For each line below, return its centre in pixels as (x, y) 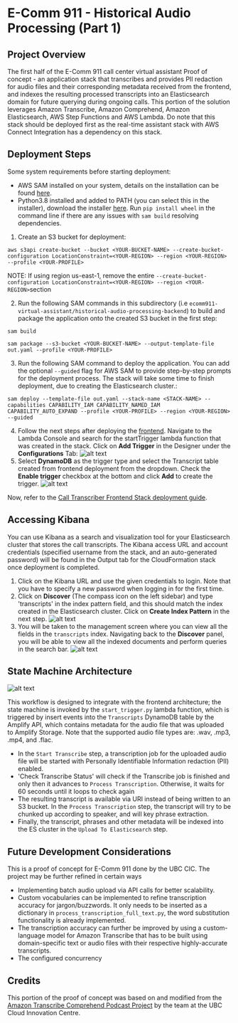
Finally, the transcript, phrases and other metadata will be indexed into (120, 822)
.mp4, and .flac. (30, 740)
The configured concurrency (60, 958)
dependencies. (39, 223)
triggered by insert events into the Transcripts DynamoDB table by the (111, 717)
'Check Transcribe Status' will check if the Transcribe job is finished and (124, 776)
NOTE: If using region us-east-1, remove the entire (81, 275)
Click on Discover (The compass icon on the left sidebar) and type (115, 596)
